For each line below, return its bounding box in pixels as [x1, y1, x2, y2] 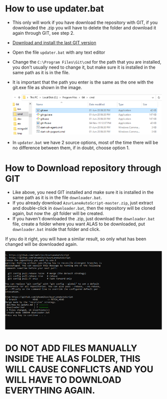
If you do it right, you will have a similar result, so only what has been [5, 236, 147, 242]
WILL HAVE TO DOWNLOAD [5, 374, 122, 386]
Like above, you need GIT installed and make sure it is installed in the [12, 190, 154, 196]
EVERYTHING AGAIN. [5, 385, 95, 396]
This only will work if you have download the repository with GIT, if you [12, 19, 158, 25]
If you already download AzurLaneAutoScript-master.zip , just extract [12, 200, 153, 206]
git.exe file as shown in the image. [12, 84, 83, 90]
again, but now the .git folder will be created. [12, 210, 104, 216]
